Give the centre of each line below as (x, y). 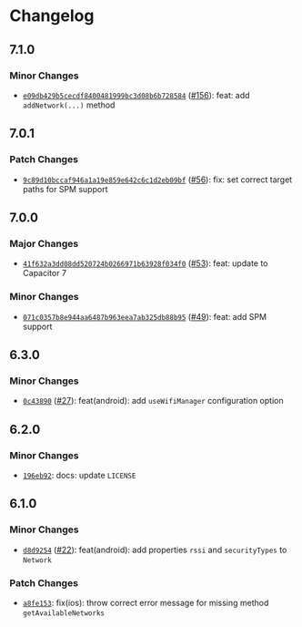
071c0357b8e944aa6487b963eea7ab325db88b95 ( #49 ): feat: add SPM (144, 316)
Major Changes (44, 243)
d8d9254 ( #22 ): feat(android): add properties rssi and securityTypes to (155, 550)
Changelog (52, 16)
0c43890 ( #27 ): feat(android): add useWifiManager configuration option (153, 401)
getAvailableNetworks (63, 613)
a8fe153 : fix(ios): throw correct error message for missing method (146, 602)
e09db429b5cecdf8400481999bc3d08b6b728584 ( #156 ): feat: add (136, 95)
